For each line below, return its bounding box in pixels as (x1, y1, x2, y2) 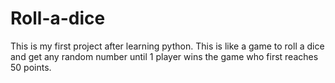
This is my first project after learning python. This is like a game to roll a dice (10, 40, 325, 52)
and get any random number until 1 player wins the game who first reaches (10, 50, 319, 62)
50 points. (10, 61, 52, 73)
